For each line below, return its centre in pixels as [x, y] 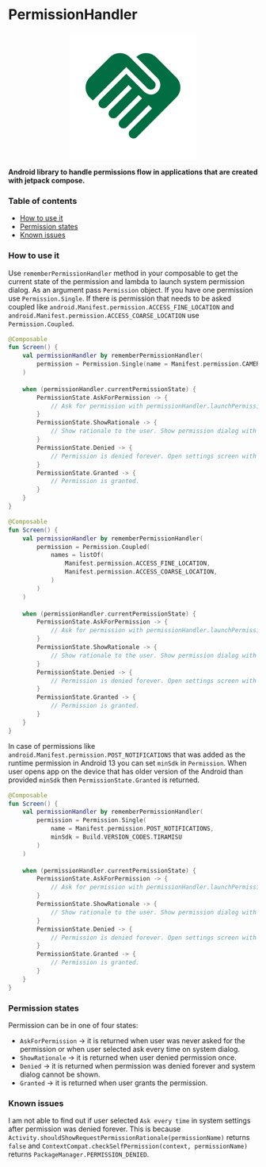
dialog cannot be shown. [60, 1074]
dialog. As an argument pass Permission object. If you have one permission [131, 290]
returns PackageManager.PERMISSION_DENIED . [79, 1154]
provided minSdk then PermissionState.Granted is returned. [104, 780]
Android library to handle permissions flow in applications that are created [133, 171]
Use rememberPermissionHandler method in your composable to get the [123, 273]
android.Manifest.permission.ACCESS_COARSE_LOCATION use [104, 315]
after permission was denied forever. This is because [95, 1129]
